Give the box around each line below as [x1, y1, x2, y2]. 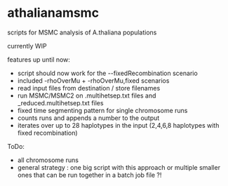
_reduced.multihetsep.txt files [17, 98, 104, 107]
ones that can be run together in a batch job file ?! [17, 171, 162, 179]
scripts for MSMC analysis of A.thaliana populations [7, 28, 157, 36]
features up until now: [7, 55, 70, 64]
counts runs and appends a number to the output [17, 114, 160, 122]
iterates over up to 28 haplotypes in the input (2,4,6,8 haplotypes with [17, 121, 220, 129]
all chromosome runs [17, 156, 79, 164]
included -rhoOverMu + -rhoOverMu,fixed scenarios [17, 76, 170, 85]
